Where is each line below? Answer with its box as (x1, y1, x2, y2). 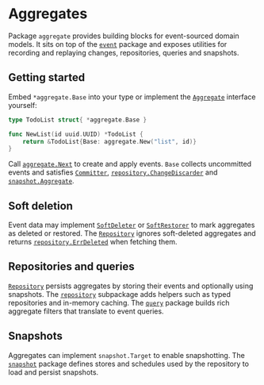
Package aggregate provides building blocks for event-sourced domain (8, 31, 239, 40)
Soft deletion (8, 199, 74, 213)
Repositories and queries (8, 260, 135, 274)
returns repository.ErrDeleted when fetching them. (8, 237, 178, 247)
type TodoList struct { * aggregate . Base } (8, 116, 147, 124)
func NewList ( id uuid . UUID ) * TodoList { (8, 130, 144, 138)
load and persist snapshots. (8, 367, 99, 377)
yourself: (8, 100, 37, 110)
